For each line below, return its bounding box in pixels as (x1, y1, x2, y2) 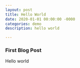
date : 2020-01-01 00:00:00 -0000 (5, 16, 75, 21)
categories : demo (5, 21, 42, 26)
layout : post (5, 7, 33, 12)
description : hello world (5, 26, 59, 31)
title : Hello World (5, 12, 46, 17)
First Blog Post (5, 47, 42, 54)
